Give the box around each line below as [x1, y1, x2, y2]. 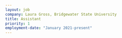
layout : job [5, 7, 30, 12]
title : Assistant [5, 16, 41, 21]
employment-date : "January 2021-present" [5, 26, 93, 31]
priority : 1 [5, 21, 30, 26]
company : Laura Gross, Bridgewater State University [5, 12, 117, 17]
